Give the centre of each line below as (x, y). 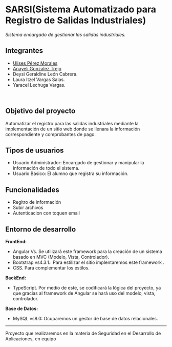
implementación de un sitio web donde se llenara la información (73, 129)
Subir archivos (28, 208)
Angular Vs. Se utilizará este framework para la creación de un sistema (87, 252)
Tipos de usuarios (35, 150)
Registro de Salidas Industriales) (76, 20)
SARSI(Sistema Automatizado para (81, 9)
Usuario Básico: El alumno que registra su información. (71, 173)
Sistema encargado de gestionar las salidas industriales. (66, 34)
